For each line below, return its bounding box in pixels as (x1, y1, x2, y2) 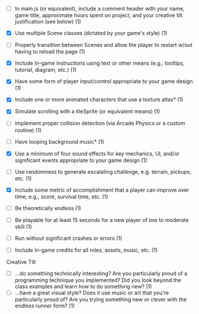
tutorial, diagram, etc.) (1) (14, 66, 77, 74)
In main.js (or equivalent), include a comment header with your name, (14, 5, 185, 12)
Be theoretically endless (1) (14, 204, 81, 211)
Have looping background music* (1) (14, 138, 105, 145)
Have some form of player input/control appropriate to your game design (14, 78, 193, 85)
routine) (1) (14, 126, 42, 134)
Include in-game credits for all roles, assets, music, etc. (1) (14, 246, 158, 253)
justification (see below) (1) (14, 18, 81, 26)
